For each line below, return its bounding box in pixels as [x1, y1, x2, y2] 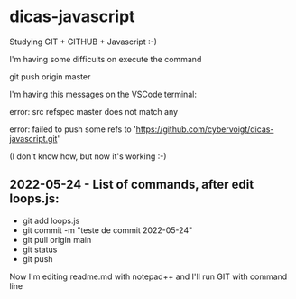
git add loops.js [22, 215, 80, 226]
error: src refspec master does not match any [9, 106, 179, 117]
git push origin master [9, 70, 91, 82]
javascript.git [9, 133, 58, 144]
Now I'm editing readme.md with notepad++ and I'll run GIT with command [9, 271, 288, 282]
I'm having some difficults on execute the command [9, 53, 202, 64]
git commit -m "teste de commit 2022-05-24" [22, 224, 193, 236]
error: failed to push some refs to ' [9, 124, 137, 135]
